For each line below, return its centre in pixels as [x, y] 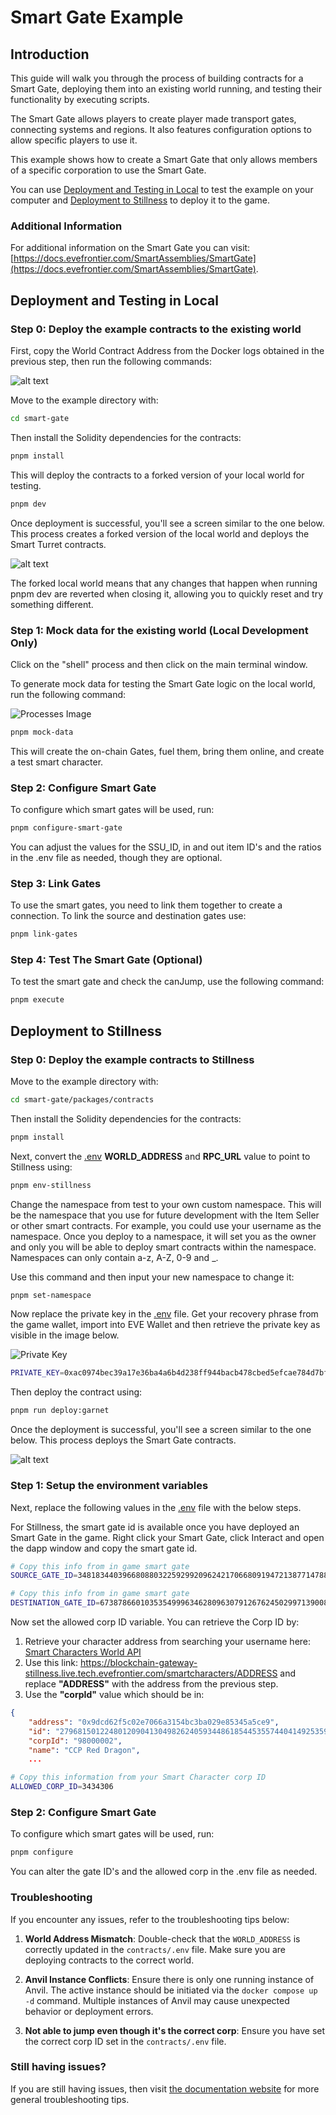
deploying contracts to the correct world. [109, 1960]
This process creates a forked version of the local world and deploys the [160, 533]
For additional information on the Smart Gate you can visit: [130, 248]
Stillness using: [41, 1167]
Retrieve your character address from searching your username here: [168, 1642]
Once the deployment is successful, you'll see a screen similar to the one [161, 1430]
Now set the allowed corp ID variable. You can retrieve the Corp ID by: [155, 1622]
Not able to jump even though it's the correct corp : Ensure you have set [175, 2030]
